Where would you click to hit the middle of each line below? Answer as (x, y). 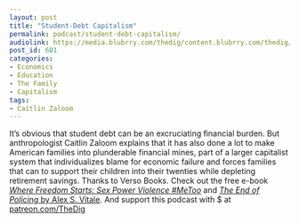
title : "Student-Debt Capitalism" (73, 26)
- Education (31, 76)
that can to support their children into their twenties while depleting (133, 171)
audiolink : (29, 42)
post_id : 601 (33, 51)
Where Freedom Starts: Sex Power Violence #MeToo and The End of (134, 190)
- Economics (31, 68)
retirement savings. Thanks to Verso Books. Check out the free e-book (139, 181)
